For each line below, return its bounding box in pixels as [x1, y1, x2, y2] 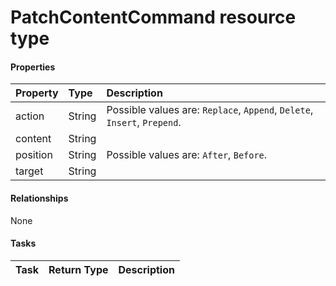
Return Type [48, 262, 109, 276]
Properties [10, 61, 56, 73]
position [15, 148, 53, 162]
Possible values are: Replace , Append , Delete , [106, 103, 314, 117]
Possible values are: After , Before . [106, 148, 268, 162]
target [15, 164, 44, 178]
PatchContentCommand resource [10, 6, 297, 29]
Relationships [10, 192, 69, 204]
